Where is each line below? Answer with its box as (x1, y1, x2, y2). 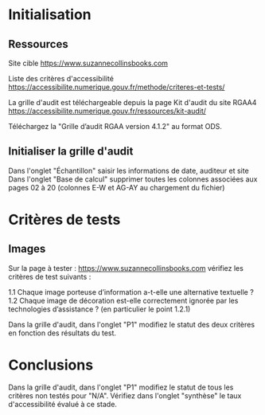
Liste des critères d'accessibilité (8, 74, 114, 83)
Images (8, 242, 46, 256)
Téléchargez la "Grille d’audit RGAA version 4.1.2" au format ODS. (8, 122, 223, 131)
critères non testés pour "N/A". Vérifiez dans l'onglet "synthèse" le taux (8, 390, 242, 400)
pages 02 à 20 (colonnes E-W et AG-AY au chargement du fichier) (8, 182, 225, 192)
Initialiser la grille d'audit (8, 145, 134, 159)
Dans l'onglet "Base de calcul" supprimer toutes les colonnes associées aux (8, 174, 258, 184)
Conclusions (8, 356, 94, 374)
